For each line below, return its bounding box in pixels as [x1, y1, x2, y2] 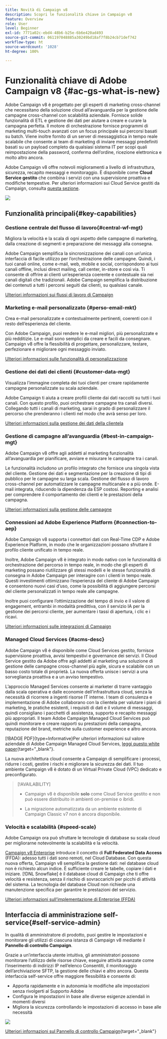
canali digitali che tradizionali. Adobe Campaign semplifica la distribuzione [5, 277, 158, 283]
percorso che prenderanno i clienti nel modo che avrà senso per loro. [5, 410, 147, 416]
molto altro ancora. [5, 155, 44, 161]
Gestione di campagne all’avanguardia [5, 433, 100, 440]
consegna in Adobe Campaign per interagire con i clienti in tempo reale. [5, 573, 153, 578]
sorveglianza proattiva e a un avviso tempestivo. [5, 674, 104, 680]
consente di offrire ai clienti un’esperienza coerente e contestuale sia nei [5, 272, 154, 278]
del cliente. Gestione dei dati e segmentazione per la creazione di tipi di [5, 470, 152, 476]
